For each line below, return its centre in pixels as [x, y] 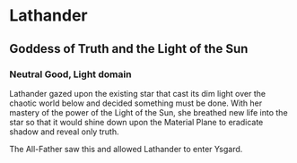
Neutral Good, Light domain [70, 74]
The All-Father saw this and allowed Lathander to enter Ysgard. [126, 149]
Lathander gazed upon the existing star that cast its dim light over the [138, 93]
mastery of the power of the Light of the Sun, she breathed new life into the [149, 112]
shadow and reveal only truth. [64, 132]
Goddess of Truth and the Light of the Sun [129, 49]
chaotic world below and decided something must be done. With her [136, 103]
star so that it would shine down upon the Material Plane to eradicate [136, 122]
